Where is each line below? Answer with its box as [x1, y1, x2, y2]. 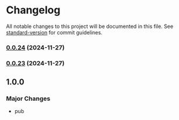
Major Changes [6, 94, 51, 103]
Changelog [6, 3, 61, 17]
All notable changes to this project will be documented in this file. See [6, 23, 174, 30]
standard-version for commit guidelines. [6, 29, 103, 36]
